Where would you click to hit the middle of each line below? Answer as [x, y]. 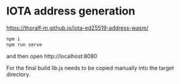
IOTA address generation [71, 11]
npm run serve [24, 44]
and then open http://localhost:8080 [52, 56]
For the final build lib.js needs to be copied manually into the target [90, 68]
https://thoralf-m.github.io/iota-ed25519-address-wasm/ [77, 28]
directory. [18, 74]
